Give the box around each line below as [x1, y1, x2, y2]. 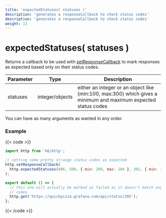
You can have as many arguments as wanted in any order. [5, 115, 123, 121]
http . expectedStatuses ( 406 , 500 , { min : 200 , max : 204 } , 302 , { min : [9, 167, 158, 172]
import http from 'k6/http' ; [5, 149, 65, 154]
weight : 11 [5, 21, 28, 26]
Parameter [7, 76, 33, 83]
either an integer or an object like [77, 84, 154, 91]
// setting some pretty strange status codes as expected [5, 158, 127, 163]
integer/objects [37, 94, 73, 101]
